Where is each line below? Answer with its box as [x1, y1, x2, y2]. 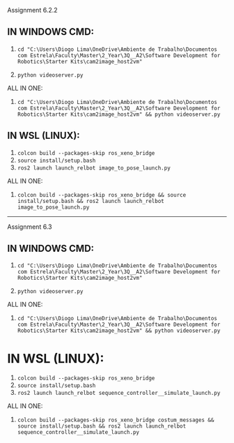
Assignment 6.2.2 [7, 6, 58, 14]
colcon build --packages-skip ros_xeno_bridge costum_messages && [17, 416, 214, 424]
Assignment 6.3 [7, 223, 52, 231]
